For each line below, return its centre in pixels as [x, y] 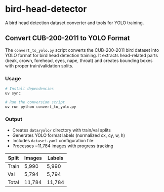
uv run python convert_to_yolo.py [41, 107]
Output [14, 119]
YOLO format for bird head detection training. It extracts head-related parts [82, 55]
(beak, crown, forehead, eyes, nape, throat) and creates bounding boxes [79, 61]
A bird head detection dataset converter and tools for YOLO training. [75, 23]
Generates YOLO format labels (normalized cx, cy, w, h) [69, 135]
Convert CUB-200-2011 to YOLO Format [67, 38]
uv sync [13, 93]
